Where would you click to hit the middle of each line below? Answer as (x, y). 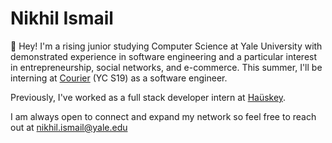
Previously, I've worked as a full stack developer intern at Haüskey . (148, 97)
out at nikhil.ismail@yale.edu (69, 127)
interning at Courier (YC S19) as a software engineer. (119, 78)
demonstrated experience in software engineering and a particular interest (164, 56)
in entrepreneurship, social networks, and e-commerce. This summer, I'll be (166, 67)
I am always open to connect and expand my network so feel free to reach (163, 116)
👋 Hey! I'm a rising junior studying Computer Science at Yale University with (166, 46)
